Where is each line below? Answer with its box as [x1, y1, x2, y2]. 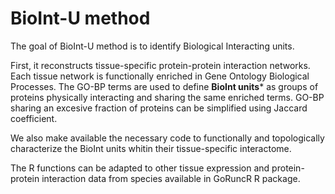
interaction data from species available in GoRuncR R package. [41, 172, 301, 184]
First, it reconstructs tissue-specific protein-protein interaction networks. [10, 59, 311, 71]
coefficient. [10, 112, 58, 124]
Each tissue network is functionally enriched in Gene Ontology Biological [10, 70, 310, 82]
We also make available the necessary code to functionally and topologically [10, 132, 325, 144]
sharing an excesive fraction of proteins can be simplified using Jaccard [10, 102, 308, 114]
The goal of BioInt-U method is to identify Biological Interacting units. [10, 40, 295, 52]
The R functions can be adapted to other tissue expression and [10, 162, 270, 174]
